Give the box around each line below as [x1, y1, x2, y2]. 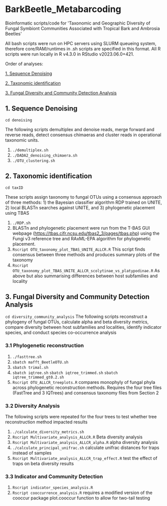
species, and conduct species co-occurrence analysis [5, 329, 117, 336]
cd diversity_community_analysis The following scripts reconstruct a [5, 314, 148, 320]
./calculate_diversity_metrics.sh [12, 429, 84, 434]
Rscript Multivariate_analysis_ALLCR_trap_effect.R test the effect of [12, 455, 158, 461]
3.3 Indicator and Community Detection [5, 473, 103, 480]
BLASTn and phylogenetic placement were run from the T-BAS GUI [12, 225, 151, 231]
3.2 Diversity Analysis [5, 402, 60, 409]
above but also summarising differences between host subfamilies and [12, 273, 158, 279]
